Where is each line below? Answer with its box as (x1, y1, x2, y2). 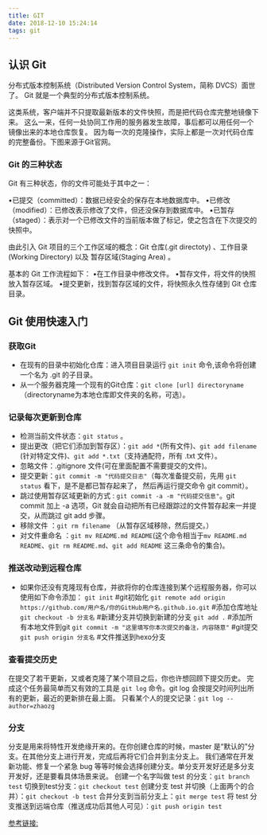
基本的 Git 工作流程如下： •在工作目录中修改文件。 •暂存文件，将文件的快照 (8, 269, 256, 279)
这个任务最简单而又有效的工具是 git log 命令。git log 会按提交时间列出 (14, 684, 248, 693)
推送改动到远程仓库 (8, 563, 82, 574)
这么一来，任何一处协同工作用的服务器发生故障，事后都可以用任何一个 (23, 117, 254, 127)
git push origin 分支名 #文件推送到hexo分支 (19, 632, 166, 642)
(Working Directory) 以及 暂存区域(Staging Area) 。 (8, 252, 176, 262)
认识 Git (8, 57, 47, 72)
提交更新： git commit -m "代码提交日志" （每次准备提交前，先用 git (19, 471, 237, 481)
